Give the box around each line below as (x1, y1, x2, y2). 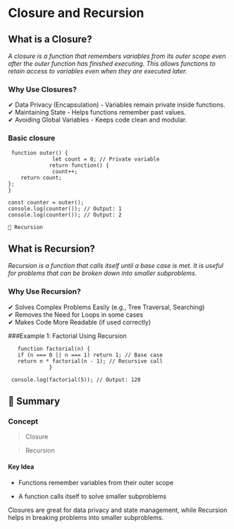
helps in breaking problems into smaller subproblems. (8, 513, 164, 521)
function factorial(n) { (17, 345, 91, 352)
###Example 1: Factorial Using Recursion (8, 331, 128, 340)
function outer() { (11, 149, 69, 156)
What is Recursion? (8, 243, 96, 255)
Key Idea (8, 462, 35, 471)
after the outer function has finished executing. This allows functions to (8, 59, 216, 68)
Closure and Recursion (8, 5, 144, 21)
